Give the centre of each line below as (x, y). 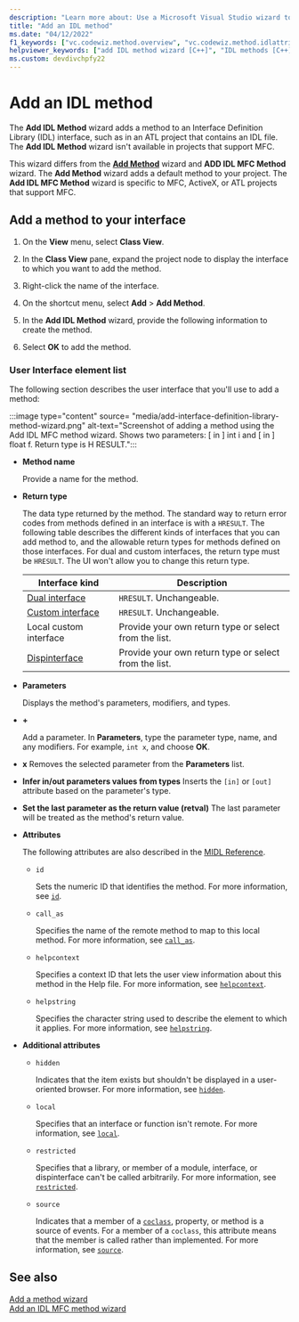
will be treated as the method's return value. (103, 818)
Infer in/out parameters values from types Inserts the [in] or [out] (147, 781)
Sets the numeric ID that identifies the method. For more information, (162, 886)
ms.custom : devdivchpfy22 (57, 59)
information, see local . (77, 1133)
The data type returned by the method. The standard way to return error (154, 514)
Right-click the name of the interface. (90, 285)
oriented (51, 1089)
